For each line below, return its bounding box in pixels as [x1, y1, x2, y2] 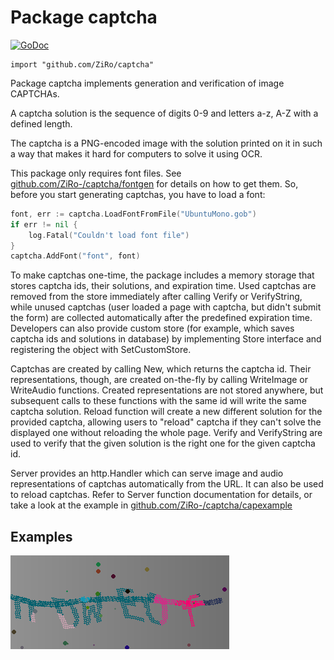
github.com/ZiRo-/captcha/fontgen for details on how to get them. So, [10, 177, 299, 190]
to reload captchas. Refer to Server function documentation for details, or [10, 489, 313, 501]
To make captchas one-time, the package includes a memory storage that [10, 269, 315, 281]
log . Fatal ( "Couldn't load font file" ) [28, 230, 190, 240]
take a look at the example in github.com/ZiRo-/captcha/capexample [10, 499, 293, 511]
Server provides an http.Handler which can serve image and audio [10, 467, 284, 480]
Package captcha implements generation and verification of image [10, 77, 285, 89]
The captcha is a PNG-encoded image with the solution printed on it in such [10, 137, 323, 149]
